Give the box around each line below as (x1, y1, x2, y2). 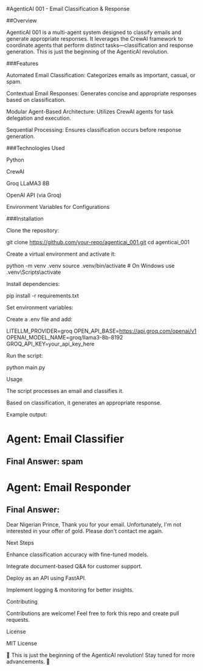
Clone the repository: (6, 227, 60, 234)
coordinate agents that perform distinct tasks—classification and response (6, 42, 193, 49)
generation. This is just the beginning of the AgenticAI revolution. (6, 48, 169, 55)
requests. (6, 616, 30, 623)
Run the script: (6, 352, 43, 359)
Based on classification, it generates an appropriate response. (6, 399, 162, 406)
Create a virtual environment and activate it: (6, 250, 116, 257)
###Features (6, 60, 38, 67)
